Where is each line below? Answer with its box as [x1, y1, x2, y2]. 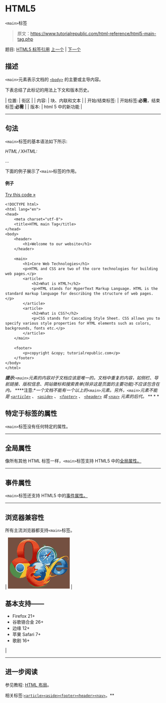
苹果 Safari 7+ [12, 631, 41, 637]
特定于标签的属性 [5, 410, 57, 418]
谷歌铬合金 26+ [12, 619, 44, 625]
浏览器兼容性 [5, 513, 44, 522]
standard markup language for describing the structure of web [5, 291, 138, 296]
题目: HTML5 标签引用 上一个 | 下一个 [5, 46, 81, 52]
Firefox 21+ [12, 613, 36, 619]
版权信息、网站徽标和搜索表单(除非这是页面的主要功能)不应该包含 [22, 381, 156, 387]
